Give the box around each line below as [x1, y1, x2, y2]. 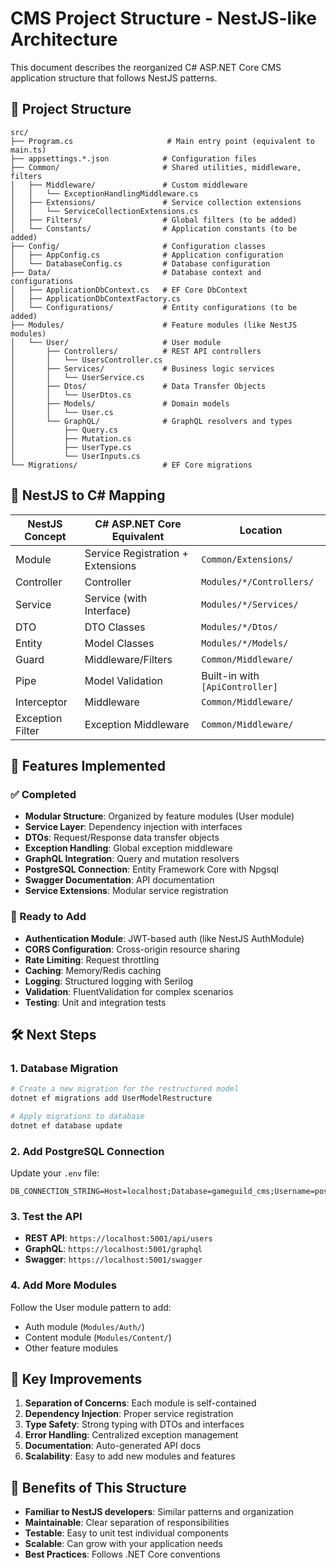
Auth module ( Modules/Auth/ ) [24, 1320, 145, 1332]
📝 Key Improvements [10, 1371, 143, 1388]
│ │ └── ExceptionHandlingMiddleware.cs [10, 188, 199, 199]
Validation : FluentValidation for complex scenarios [24, 985, 234, 997]
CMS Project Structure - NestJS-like [10, 7, 317, 30]
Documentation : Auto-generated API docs [24, 1440, 202, 1452]
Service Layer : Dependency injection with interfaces [24, 821, 243, 833]
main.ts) [10, 145, 47, 155]
